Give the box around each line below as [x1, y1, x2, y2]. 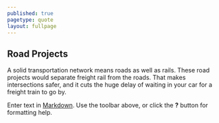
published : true [7, 10, 54, 17]
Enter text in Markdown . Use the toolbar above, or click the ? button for [7, 101, 208, 109]
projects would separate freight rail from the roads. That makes [7, 73, 186, 82]
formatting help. [7, 109, 53, 117]
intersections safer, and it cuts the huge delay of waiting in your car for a [7, 81, 213, 89]
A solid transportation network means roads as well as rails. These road [7, 66, 210, 74]
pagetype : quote [7, 16, 54, 23]
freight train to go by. [7, 88, 67, 96]
